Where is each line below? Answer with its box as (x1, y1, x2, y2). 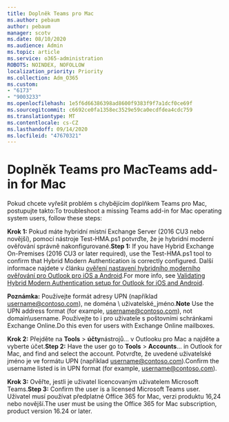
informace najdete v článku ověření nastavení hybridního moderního (7, 264, 201, 273)
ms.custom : (7, 81, 39, 88)
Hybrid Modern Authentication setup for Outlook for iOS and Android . (7, 279, 205, 287)
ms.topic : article (7, 49, 60, 56)
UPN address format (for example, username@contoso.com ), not (7, 307, 192, 315)
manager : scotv (7, 29, 51, 37)
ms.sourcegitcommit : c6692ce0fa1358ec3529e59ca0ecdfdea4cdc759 (7, 106, 193, 113)
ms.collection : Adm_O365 (7, 74, 79, 81)
